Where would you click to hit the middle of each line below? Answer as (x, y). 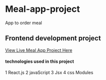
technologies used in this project (40, 61)
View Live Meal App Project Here (39, 50)
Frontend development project (53, 38)
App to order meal (24, 23)
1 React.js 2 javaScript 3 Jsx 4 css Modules (49, 72)
